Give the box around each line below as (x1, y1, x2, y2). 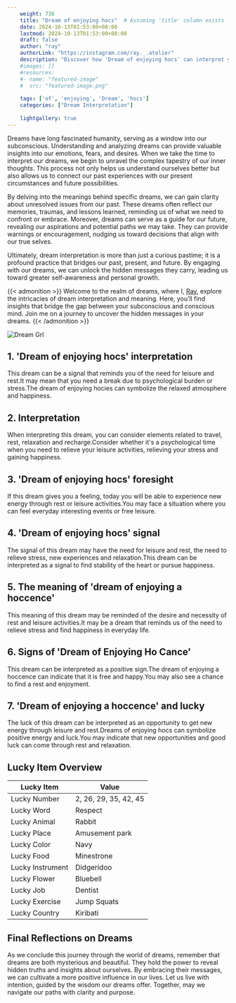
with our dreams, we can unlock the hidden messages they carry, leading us (7, 265, 228, 274)
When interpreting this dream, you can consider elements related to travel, (7, 431, 223, 439)
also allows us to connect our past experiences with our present (7, 171, 193, 180)
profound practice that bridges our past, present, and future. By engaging (7, 258, 221, 267)
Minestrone (74, 851, 113, 861)
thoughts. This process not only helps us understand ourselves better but (7, 164, 220, 172)
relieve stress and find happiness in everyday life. (7, 626, 151, 634)
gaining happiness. (7, 453, 63, 461)
